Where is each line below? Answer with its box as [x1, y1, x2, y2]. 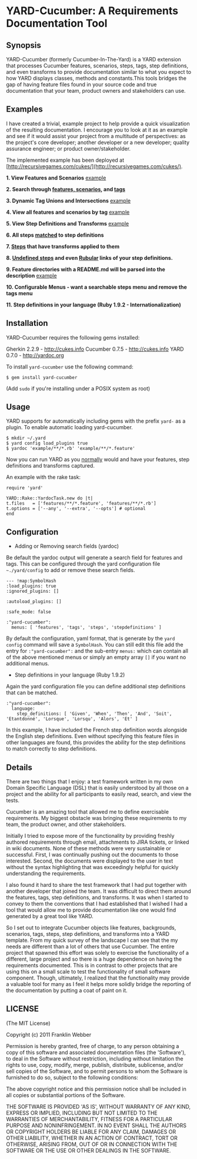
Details [6, 762, 32, 772]
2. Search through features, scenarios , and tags [6, 185, 125, 192]
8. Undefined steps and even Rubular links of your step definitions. [6, 254, 173, 261]
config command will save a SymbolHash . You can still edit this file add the [6, 641, 183, 648]
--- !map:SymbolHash [6, 578, 57, 584]
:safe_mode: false [6, 609, 51, 615]
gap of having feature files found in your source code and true [6, 81, 157, 88]
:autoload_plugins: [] [6, 599, 62, 605]
